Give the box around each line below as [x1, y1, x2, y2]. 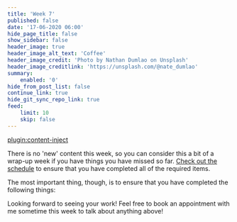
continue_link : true [7, 89, 69, 96]
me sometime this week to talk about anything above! [7, 206, 163, 215]
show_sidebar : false [7, 37, 69, 44]
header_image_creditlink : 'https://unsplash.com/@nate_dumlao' [7, 63, 199, 70]
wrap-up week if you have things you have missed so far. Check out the [7, 157, 218, 165]
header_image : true [7, 43, 65, 50]
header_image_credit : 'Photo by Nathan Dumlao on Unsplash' [7, 57, 189, 64]
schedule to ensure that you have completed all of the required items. [7, 164, 211, 172]
